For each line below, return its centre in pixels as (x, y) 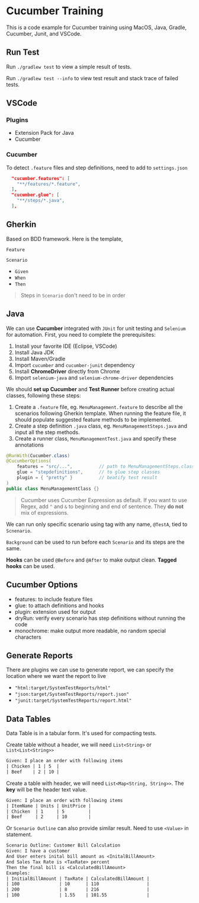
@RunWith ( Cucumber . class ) (38, 455)
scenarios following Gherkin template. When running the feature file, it (100, 413)
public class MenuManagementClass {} (53, 489)
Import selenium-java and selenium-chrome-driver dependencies (94, 378)
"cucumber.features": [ (41, 178)
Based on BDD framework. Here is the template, (65, 239)
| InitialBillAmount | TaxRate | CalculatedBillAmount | (78, 879)
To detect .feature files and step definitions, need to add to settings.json (97, 167)
